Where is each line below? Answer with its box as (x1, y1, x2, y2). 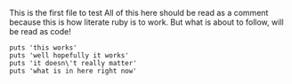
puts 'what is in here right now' (9, 66, 138, 75)
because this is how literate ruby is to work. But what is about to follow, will (9, 17, 284, 27)
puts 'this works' (9, 43, 77, 52)
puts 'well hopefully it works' (9, 51, 129, 60)
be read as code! (9, 27, 71, 36)
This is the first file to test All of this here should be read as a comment (9, 8, 269, 18)
